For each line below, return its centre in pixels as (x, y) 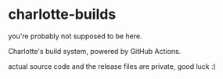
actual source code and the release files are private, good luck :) (112, 66)
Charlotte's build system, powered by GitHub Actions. (95, 51)
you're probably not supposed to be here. (75, 36)
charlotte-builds (62, 14)
